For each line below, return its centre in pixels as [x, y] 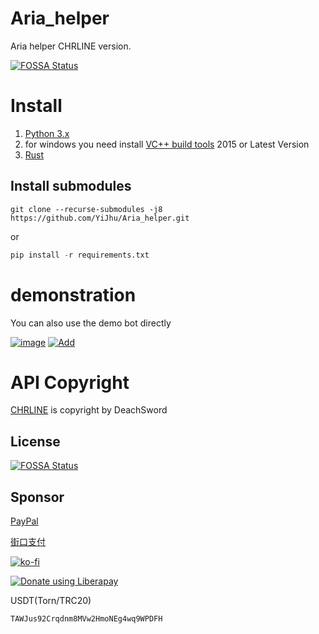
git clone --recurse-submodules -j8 [86, 209]
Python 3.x [47, 133]
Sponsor [37, 497]
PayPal [24, 521]
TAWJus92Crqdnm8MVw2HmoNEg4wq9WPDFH [86, 619]
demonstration [73, 294]
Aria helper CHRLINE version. [71, 46]
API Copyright [70, 382]
